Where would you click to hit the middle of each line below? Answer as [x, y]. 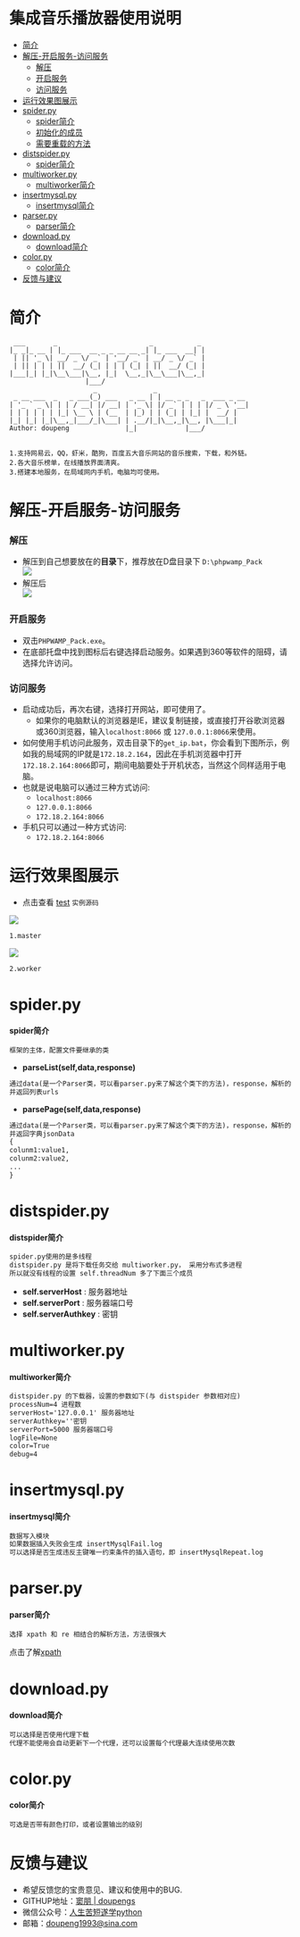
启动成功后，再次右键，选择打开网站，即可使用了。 [116, 709]
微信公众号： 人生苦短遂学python [82, 1912]
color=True [29, 1446]
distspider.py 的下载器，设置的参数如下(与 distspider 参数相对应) [125, 1397]
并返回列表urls [34, 1092]
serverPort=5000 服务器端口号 [61, 1429]
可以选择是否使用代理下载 [49, 1734]
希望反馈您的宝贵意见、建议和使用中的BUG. [102, 1890]
